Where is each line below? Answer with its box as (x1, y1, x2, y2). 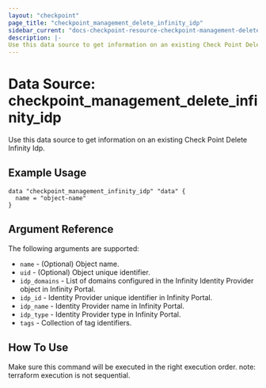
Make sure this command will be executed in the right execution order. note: (8, 362, 256, 371)
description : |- (8, 33, 62, 42)
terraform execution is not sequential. (8, 370, 131, 380)
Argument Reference (8, 223, 114, 236)
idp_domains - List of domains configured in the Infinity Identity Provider (19, 276, 254, 285)
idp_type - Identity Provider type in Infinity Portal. (19, 310, 181, 319)
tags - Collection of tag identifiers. (19, 318, 132, 327)
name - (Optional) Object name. (19, 259, 120, 268)
